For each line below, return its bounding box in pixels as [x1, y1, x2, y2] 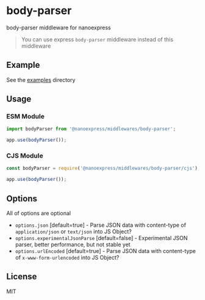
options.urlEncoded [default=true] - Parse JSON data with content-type [15, 247, 196, 255]
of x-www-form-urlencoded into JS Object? [15, 254, 120, 262]
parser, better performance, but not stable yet [15, 241, 131, 248]
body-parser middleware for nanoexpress [6, 24, 111, 31]
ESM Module [6, 112, 45, 121]
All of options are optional [6, 210, 71, 217]
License [6, 271, 37, 282]
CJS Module [6, 152, 44, 160]
